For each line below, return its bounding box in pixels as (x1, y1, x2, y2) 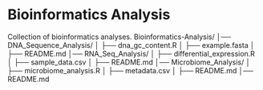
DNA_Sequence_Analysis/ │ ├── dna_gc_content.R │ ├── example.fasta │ (7, 40, 256, 49)
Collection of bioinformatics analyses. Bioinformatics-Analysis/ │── (7, 32, 232, 41)
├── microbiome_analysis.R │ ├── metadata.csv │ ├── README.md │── (7, 65, 253, 75)
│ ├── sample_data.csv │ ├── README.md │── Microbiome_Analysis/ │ (7, 57, 251, 67)
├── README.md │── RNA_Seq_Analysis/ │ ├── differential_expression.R (7, 49, 256, 58)
